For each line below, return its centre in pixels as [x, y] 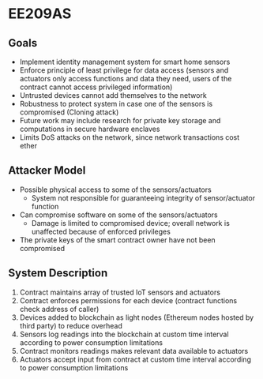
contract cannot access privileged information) [96, 87]
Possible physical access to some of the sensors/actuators [115, 189]
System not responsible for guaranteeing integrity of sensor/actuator [143, 197]
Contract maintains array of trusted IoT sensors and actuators [120, 292]
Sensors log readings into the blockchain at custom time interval [124, 334]
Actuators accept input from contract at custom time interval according [135, 359]
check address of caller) [59, 309]
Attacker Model [47, 171]
